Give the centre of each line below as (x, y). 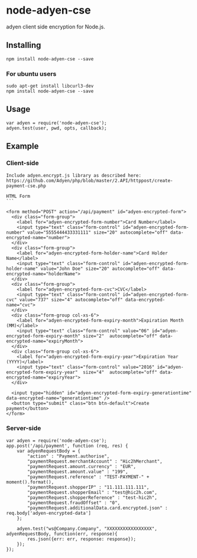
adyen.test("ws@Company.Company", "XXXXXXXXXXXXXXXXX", (87, 528)
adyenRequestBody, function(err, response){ (62, 534)
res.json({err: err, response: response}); (82, 539)
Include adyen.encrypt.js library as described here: (74, 175)
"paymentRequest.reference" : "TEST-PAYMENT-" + (88, 477)
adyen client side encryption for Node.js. (56, 27)
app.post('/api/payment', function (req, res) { (67, 446)
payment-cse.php (26, 186)
